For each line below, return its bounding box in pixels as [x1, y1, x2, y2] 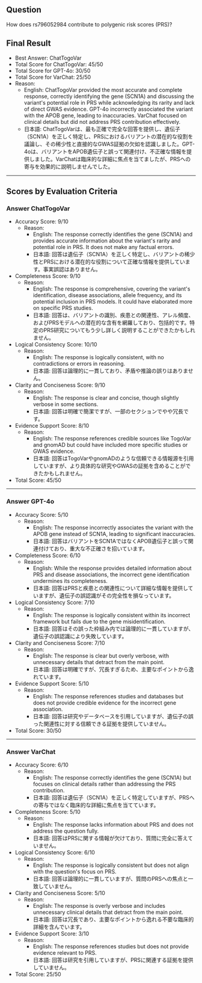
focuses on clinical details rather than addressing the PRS [32, 780, 176, 787]
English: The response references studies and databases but [32, 692, 184, 700]
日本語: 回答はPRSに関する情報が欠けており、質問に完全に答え [32, 834, 188, 842]
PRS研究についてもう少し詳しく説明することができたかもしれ [43, 327, 195, 334]
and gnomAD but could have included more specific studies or [32, 442, 188, 449]
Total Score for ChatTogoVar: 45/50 [14, 60, 103, 68]
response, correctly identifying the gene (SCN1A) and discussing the [23, 93, 194, 100]
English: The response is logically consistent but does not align [32, 861, 189, 869]
